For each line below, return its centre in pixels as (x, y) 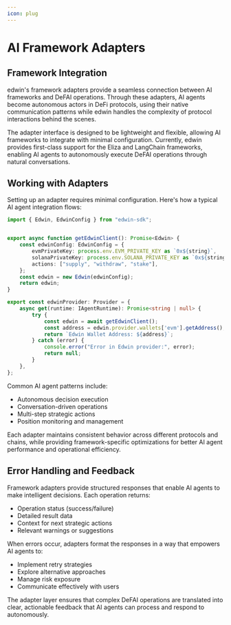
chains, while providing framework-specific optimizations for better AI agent (115, 442)
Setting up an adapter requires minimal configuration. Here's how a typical (112, 200)
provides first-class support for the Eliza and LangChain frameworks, (105, 147)
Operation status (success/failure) (65, 508)
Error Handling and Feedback (71, 471)
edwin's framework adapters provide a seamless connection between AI (110, 90)
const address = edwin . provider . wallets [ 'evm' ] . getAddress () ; (135, 328)
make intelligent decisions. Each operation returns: (79, 495)
